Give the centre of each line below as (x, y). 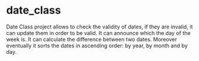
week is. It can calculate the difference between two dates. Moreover (92, 39)
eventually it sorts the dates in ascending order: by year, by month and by (97, 46)
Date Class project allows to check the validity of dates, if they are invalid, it (99, 27)
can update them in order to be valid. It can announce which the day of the (98, 33)
